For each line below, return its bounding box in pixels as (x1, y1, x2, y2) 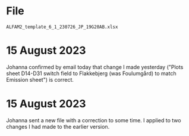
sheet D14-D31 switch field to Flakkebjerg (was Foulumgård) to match (6, 70, 177, 77)
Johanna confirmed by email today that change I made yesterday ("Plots (6, 63, 184, 70)
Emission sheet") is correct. (6, 76, 74, 83)
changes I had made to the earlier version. (6, 123, 110, 130)
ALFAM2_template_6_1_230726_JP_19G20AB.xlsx (6, 24, 118, 30)
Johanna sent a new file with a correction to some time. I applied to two (6, 116, 181, 123)
